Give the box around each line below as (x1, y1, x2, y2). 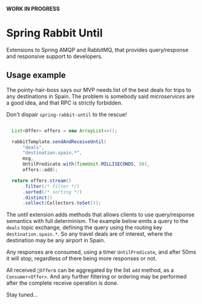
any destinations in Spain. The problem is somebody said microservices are (6, 92, 195, 100)
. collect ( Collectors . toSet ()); (22, 200, 102, 206)
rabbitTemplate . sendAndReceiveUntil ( (11, 138, 107, 144)
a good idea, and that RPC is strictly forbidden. (6, 99, 123, 106)
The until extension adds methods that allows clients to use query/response (6, 211, 195, 218)
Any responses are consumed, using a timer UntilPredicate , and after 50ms (6, 248, 197, 256)
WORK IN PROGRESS (6, 5, 60, 12)
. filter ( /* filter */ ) (22, 183, 80, 189)
